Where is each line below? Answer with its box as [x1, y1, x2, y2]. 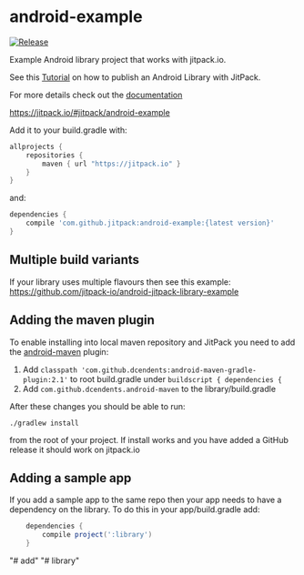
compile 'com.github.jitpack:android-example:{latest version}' [25, 218, 275, 228]
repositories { [25, 150, 84, 160]
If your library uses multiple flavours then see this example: [9, 276, 231, 287]
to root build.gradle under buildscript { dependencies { [69, 373, 282, 384]
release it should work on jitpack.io [9, 444, 141, 455]
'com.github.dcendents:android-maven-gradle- [81, 366, 257, 375]
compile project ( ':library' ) [42, 530, 153, 540]
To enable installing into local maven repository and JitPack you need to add [9, 337, 296, 348]
